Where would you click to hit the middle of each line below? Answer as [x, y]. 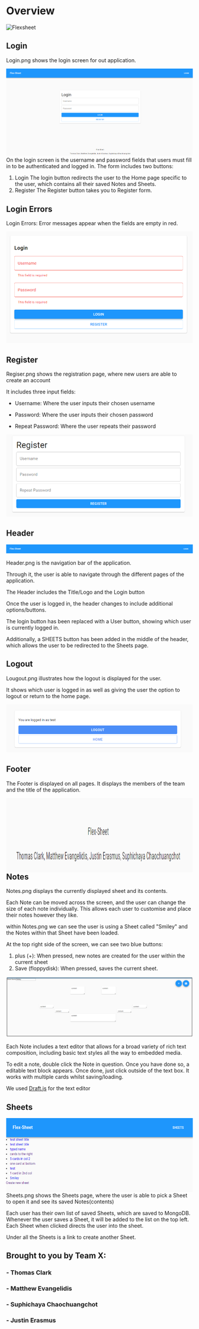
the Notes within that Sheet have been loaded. [63, 933]
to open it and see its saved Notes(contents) [60, 1202]
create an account [28, 380]
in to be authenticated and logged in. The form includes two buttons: [90, 166]
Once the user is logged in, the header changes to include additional [89, 603]
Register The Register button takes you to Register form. [83, 190]
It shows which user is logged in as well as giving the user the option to [93, 690]
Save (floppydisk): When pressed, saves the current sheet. [86, 968]
